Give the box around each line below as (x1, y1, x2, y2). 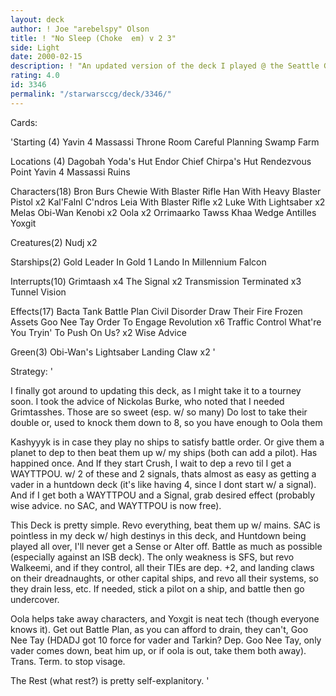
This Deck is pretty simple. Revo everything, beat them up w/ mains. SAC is (10, 519, 321, 531)
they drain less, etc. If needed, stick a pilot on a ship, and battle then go (10, 582, 305, 595)
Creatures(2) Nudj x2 (10, 236, 98, 248)
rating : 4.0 (10, 71, 60, 81)
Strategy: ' (10, 365, 53, 377)
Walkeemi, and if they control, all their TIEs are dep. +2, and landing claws (10, 561, 315, 573)
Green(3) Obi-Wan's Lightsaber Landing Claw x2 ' (10, 346, 216, 358)
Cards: (10, 116, 38, 128)
